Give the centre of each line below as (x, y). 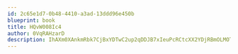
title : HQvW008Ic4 (34, 27)
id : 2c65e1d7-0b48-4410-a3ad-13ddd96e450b (71, 14)
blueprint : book (31, 20)
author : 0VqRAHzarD (36, 33)
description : (27, 40)
